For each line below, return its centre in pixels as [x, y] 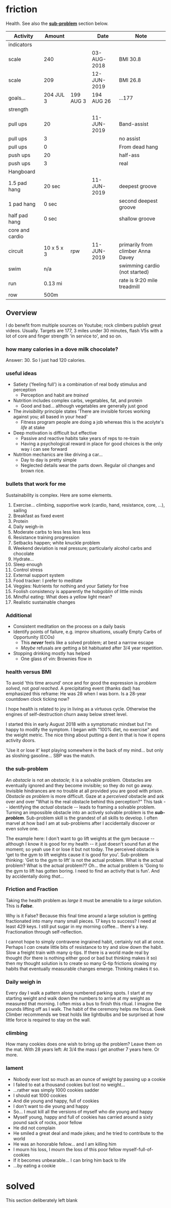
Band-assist [134, 124]
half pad [18, 215]
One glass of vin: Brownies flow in [56, 659]
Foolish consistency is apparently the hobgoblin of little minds [78, 591]
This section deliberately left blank [42, 1200]
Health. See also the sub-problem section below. [57, 23]
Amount [55, 36]
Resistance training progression [46, 537]
